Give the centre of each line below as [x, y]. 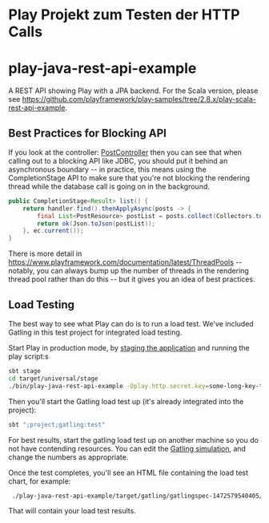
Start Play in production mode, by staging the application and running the [129, 348]
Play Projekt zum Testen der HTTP [124, 15]
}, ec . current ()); [53, 231]
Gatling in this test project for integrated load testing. [95, 332]
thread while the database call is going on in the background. [109, 186]
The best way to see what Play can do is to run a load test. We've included [131, 324]
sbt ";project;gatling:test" [57, 424]
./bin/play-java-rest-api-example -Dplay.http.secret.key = [109, 386]
